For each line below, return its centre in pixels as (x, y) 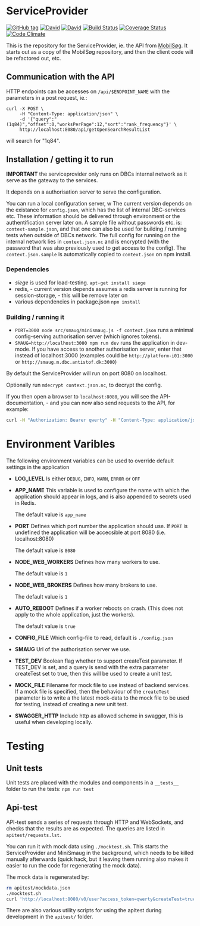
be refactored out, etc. (34, 58)
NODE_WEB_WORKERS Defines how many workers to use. (87, 562)
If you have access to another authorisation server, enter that (107, 349)
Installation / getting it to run (60, 160)
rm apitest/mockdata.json (38, 888)
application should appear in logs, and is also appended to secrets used (103, 496)
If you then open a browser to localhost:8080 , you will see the (82, 397)
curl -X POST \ (25, 109)
